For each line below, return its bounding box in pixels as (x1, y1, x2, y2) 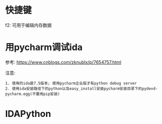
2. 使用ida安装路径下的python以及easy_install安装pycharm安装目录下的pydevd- (5, 86, 158, 91)
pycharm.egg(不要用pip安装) (5, 91, 60, 96)
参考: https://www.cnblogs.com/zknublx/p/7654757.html (5, 59, 121, 65)
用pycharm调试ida (5, 42, 83, 53)
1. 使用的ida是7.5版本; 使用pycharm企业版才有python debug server (5, 81, 137, 86)
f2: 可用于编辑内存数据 (5, 22, 52, 28)
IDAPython (5, 108, 51, 119)
